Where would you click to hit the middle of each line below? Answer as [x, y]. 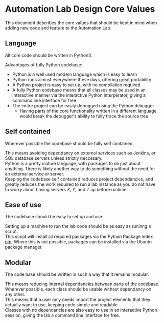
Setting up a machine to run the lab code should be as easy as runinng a [78, 226]
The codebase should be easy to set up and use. [54, 217]
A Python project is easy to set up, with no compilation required [76, 85]
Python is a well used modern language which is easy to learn [74, 74]
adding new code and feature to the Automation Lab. [58, 28]
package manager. [24, 247]
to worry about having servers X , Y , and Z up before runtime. [67, 189]
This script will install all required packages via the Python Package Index [79, 236]
